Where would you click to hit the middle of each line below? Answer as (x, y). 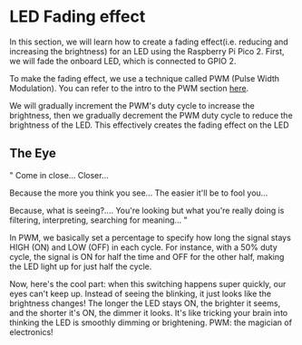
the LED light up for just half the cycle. (81, 266)
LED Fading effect (78, 17)
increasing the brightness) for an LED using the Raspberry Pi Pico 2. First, (147, 51)
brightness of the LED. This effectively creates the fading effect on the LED (149, 125)
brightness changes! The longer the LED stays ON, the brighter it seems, (145, 303)
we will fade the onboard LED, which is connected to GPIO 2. (123, 61)
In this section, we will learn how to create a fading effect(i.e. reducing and (149, 42)
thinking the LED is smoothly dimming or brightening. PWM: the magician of (151, 322)
